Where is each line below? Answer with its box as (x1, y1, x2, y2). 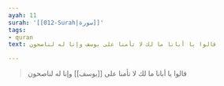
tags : (8, 26, 26, 34)
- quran (8, 33, 34, 41)
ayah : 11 (8, 11, 37, 20)
